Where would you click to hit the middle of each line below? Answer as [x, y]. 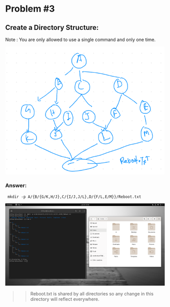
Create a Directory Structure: [52, 28]
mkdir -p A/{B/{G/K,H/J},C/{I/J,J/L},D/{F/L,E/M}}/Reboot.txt [74, 197]
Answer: [16, 186]
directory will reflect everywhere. [65, 299]
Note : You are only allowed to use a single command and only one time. [80, 39]
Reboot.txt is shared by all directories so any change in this [92, 293]
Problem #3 [30, 9]
